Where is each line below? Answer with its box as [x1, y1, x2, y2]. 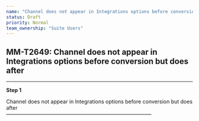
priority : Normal [6, 19, 49, 25]
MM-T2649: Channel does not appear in [6, 47, 158, 57]
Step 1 [6, 87, 22, 94]
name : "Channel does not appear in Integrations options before [6, 8, 168, 15]
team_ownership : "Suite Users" [6, 25, 84, 31]
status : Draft [6, 14, 41, 20]
